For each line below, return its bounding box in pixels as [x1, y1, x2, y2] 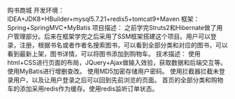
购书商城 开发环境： [7, 6, 64, 14]
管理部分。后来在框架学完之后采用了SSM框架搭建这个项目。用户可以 [13, 32, 211, 40]
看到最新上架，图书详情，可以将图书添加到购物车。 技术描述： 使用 [7, 49, 201, 58]
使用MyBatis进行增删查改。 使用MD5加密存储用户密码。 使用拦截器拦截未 [7, 67, 219, 75]
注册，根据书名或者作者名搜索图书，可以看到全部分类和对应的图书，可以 [19, 41, 228, 49]
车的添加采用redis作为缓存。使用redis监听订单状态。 [7, 84, 159, 93]
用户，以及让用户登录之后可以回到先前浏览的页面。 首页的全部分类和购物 [13, 76, 224, 84]
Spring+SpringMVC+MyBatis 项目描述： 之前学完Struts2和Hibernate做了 [7, 24, 217, 31]
